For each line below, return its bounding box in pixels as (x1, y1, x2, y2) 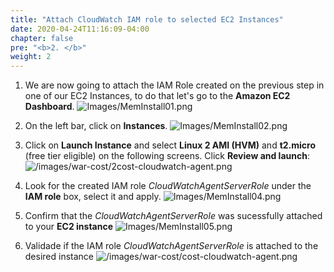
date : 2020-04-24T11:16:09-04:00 (10, 24, 150, 34)
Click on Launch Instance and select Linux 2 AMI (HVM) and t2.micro (24, 139, 317, 151)
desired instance (24, 251, 95, 263)
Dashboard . (24, 101, 75, 113)
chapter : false (10, 33, 74, 43)
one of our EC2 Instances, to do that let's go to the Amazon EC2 (24, 90, 291, 102)
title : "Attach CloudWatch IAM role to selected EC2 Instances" (10, 14, 284, 25)
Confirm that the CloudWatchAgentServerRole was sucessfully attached (24, 210, 323, 222)
